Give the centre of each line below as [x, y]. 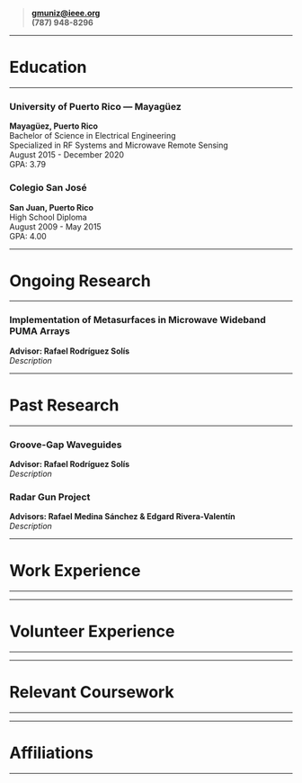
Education [48, 67]
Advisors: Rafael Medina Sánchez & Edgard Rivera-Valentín [122, 517]
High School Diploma [48, 217]
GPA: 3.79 [28, 165]
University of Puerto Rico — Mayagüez [95, 106]
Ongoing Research [80, 280]
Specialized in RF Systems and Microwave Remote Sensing [119, 145]
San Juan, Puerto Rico [52, 207]
